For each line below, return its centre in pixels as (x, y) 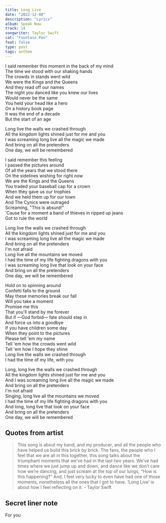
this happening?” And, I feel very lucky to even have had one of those (89, 477)
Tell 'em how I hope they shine (37, 349)
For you (13, 515)
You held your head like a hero (36, 103)
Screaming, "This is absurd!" (35, 207)
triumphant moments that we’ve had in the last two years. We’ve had (88, 461)
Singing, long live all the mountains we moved (52, 396)
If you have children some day (36, 327)
